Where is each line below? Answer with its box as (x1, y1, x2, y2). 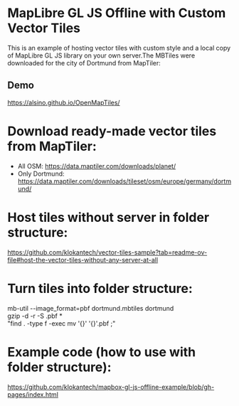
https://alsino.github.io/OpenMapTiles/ (7, 98, 120, 107)
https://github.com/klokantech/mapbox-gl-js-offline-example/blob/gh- (7, 383, 215, 391)
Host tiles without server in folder (7, 209, 210, 225)
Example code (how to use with (7, 343, 196, 360)
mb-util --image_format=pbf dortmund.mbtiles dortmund (7, 304, 174, 312)
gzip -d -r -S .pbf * (7, 311, 63, 320)
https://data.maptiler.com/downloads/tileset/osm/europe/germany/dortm (17, 176, 232, 186)
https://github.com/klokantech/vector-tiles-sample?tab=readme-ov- (7, 247, 208, 257)
